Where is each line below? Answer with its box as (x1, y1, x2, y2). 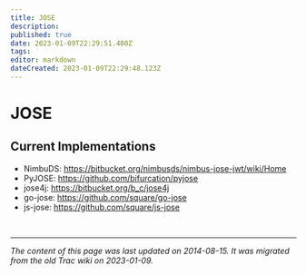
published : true (10, 30, 72, 39)
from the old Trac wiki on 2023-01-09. (10, 255, 153, 266)
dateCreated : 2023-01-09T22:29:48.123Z (10, 64, 162, 74)
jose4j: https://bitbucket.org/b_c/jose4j (23, 182, 170, 193)
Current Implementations (10, 139, 156, 154)
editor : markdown (10, 55, 76, 64)
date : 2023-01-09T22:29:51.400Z (10, 38, 133, 48)
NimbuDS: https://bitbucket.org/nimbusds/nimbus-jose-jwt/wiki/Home (23, 162, 287, 173)
